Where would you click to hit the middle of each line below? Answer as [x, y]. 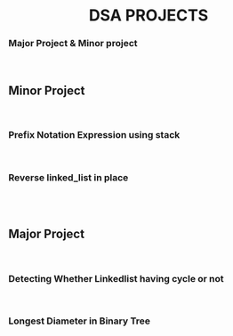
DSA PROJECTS [149, 16]
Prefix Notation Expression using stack [94, 135]
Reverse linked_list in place [68, 177]
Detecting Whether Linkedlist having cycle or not [116, 278]
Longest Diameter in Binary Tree [79, 321]
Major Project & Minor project [73, 44]
